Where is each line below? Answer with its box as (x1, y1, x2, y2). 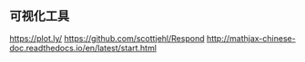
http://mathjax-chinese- (206, 32, 296, 43)
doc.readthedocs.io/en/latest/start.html (9, 42, 158, 53)
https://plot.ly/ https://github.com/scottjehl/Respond (9, 32, 205, 43)
